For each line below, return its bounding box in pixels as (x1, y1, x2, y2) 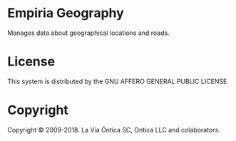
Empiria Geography (7, 5, 125, 21)
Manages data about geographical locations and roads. (7, 28, 170, 37)
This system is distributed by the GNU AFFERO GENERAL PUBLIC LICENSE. (7, 77, 230, 85)
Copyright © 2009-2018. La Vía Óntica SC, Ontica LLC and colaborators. (7, 125, 220, 134)
